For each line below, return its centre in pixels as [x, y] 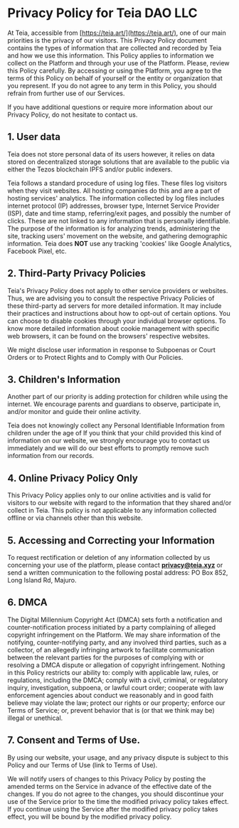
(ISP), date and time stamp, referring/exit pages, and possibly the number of [119, 213]
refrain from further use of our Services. [66, 93]
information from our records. [51, 456]
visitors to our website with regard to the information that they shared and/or [119, 503]
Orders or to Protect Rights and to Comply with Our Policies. [95, 357]
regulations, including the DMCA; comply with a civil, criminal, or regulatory [118, 680]
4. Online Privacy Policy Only [73, 478]
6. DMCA [27, 603]
